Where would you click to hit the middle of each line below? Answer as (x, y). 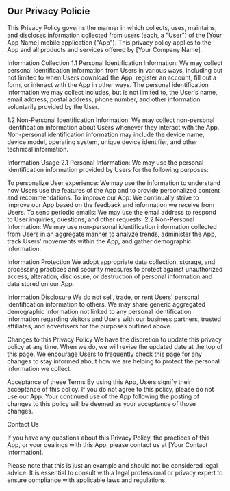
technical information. (38, 149)
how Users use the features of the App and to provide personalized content (114, 190)
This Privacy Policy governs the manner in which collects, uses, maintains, (112, 27)
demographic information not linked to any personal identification (99, 311)
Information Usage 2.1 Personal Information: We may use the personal (105, 162)
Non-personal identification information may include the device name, (106, 134)
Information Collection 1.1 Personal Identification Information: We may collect (115, 63)
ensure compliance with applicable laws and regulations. (87, 480)
